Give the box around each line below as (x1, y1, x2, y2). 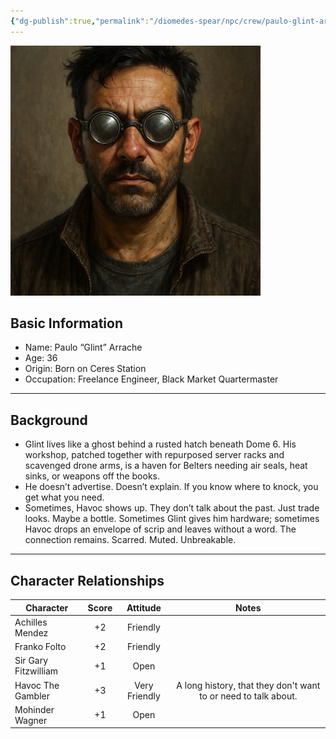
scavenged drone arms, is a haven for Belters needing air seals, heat (24, 460, 308, 472)
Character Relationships (10, 572, 165, 589)
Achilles (14, 616, 48, 628)
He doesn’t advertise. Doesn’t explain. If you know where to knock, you (24, 481, 319, 493)
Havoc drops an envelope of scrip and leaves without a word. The (24, 523, 297, 535)
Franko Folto (14, 641, 67, 653)
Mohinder (14, 703, 55, 715)
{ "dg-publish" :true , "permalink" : (10, 16, 150, 26)
